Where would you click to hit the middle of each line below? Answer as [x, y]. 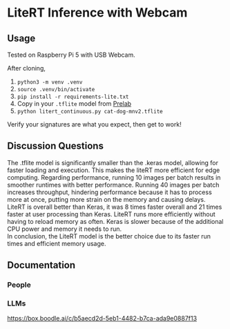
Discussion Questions [55, 146]
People [19, 285]
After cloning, [27, 68]
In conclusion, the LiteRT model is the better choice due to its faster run [109, 236]
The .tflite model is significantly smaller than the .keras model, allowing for [113, 162]
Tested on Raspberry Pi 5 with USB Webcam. [71, 55]
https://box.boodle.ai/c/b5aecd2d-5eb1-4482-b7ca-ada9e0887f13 [102, 319]
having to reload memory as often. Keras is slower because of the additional [115, 221]
